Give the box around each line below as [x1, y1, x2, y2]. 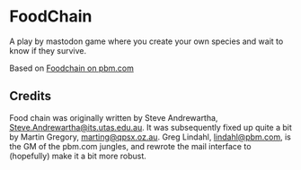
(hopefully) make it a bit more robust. [9, 150, 146, 161]
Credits [9, 89, 52, 104]
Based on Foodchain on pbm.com [9, 63, 135, 73]
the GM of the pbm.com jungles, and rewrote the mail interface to [9, 140, 252, 151]
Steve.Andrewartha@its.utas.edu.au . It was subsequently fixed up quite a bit [9, 122, 292, 132]
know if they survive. [9, 45, 87, 55]
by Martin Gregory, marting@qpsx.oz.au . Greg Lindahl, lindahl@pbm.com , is [9, 132, 292, 142]
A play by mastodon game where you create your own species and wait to [9, 36, 284, 47]
